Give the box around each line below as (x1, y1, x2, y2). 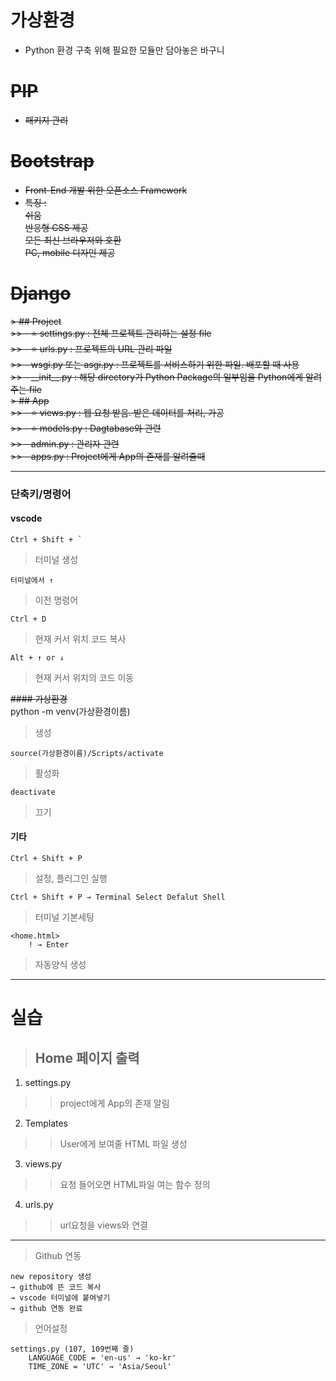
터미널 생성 (34, 553, 79, 565)
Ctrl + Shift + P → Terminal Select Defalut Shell (10, 892, 226, 903)
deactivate (10, 787, 56, 797)
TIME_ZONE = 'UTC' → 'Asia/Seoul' (28, 1362, 172, 1372)
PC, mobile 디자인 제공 (24, 246, 116, 258)
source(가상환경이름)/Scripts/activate (10, 748, 164, 758)
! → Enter (28, 940, 70, 950)
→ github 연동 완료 (10, 1304, 83, 1314)
